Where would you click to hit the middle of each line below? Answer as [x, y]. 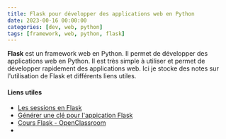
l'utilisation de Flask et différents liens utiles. [72, 76]
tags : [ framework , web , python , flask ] [66, 34]
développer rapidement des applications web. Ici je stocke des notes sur [113, 68]
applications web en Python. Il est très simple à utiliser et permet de [106, 61]
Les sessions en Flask [50, 108]
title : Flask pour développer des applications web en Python [101, 14]
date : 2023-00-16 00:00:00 [47, 20]
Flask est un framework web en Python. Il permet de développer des [108, 54]
